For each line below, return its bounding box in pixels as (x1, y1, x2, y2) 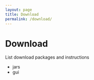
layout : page (5, 7, 32, 12)
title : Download (5, 12, 39, 17)
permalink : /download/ (5, 16, 52, 21)
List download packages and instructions (5, 54, 90, 60)
